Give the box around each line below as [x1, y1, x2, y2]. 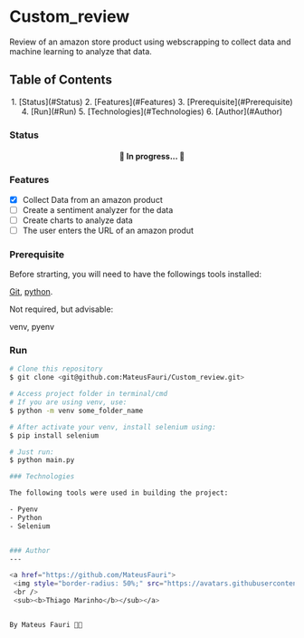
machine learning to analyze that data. [9, 45, 152, 56]
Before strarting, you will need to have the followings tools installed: [9, 269, 262, 280]
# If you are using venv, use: [9, 398, 128, 407]
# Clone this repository [9, 364, 103, 373]
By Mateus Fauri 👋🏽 [9, 620, 83, 629]
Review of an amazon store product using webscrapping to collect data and [9, 36, 291, 47]
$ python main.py [9, 456, 75, 465]
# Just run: [9, 447, 54, 457]
